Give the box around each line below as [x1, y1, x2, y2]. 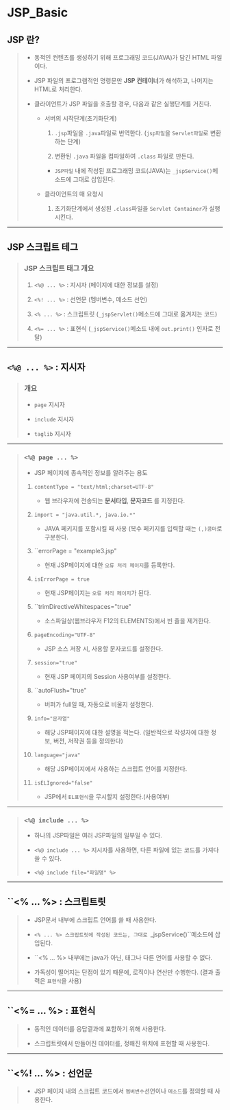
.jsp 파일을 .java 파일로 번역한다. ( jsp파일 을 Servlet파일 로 [54, 129, 209, 137]
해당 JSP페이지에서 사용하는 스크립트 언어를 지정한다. [44, 764, 188, 773]
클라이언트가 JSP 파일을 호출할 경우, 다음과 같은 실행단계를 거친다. [34, 100, 212, 108]
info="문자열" [34, 715, 71, 722]
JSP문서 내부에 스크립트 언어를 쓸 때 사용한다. [34, 915, 157, 924]
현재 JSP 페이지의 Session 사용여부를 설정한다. [44, 672, 171, 680]
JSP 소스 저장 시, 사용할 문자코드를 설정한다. [44, 644, 163, 653]
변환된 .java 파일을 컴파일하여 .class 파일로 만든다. [54, 152, 194, 160]
